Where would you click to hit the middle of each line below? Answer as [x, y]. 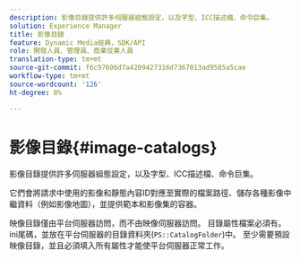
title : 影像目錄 [37, 34]
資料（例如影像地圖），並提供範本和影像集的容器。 [109, 204]
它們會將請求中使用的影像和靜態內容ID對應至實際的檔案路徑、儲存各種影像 [146, 193]
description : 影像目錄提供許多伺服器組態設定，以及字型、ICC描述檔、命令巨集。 [141, 17]
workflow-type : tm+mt [50, 76]
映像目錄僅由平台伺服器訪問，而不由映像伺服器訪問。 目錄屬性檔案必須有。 [148, 223]
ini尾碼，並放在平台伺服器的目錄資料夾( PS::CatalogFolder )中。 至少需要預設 [150, 235]
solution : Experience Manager [66, 26]
